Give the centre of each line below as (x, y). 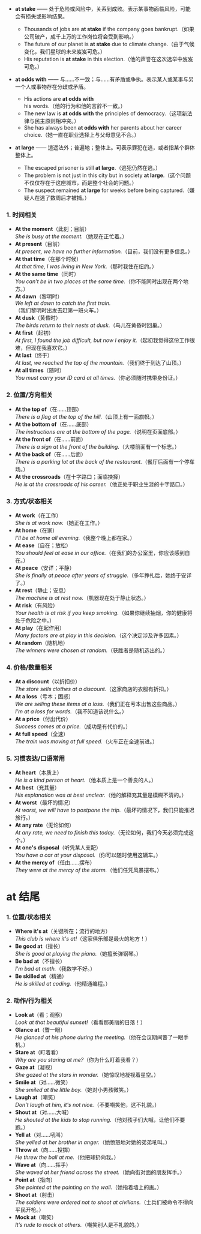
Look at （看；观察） (40, 1015)
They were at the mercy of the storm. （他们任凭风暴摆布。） (88, 870)
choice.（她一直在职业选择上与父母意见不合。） (82, 135)
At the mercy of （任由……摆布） (55, 863)
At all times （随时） (40, 370)
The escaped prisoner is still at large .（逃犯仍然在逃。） (92, 168)
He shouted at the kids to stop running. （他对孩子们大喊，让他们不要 (100, 1120)
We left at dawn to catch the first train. (63, 303)
